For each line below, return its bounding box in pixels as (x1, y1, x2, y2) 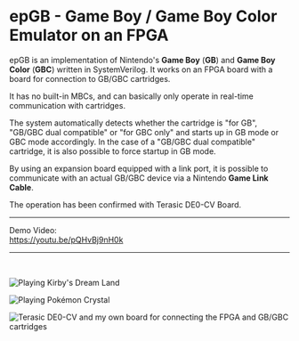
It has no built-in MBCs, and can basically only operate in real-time (9, 91, 254, 101)
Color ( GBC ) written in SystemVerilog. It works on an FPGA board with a (9, 64, 273, 75)
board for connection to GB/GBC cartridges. (9, 73, 171, 84)
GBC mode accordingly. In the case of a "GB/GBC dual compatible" (9, 136, 256, 147)
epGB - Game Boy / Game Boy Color (9, 6, 278, 27)
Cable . (9, 182, 34, 192)
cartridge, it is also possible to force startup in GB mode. (9, 145, 216, 157)
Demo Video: (9, 224, 58, 235)
